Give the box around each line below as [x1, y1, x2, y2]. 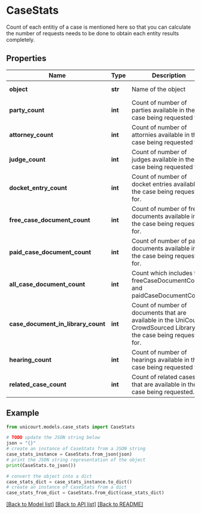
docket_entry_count [9, 184, 68, 192]
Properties [6, 53, 47, 63]
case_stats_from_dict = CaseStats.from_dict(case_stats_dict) [6, 490, 165, 496]
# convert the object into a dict [6, 473, 93, 479]
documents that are [131, 309, 187, 317]
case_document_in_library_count [9, 319, 106, 328]
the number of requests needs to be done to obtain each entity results [6, 29, 179, 36]
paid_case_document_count [9, 248, 92, 256]
